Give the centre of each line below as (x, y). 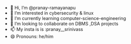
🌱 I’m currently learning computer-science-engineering (68, 18)
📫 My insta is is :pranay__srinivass (46, 29)
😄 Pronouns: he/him (32, 36)
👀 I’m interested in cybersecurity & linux (52, 13)
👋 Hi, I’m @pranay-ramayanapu (43, 8)
